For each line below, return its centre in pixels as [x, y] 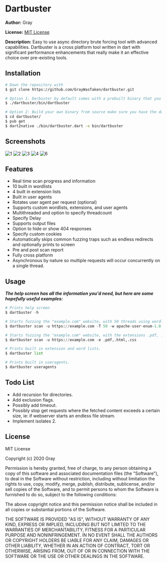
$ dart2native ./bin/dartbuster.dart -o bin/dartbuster [64, 126]
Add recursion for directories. [42, 395]
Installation [23, 73]
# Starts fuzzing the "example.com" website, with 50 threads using [78, 321]
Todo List [20, 382]
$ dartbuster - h [22, 313]
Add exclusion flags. [33, 400]
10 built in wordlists [32, 186]
